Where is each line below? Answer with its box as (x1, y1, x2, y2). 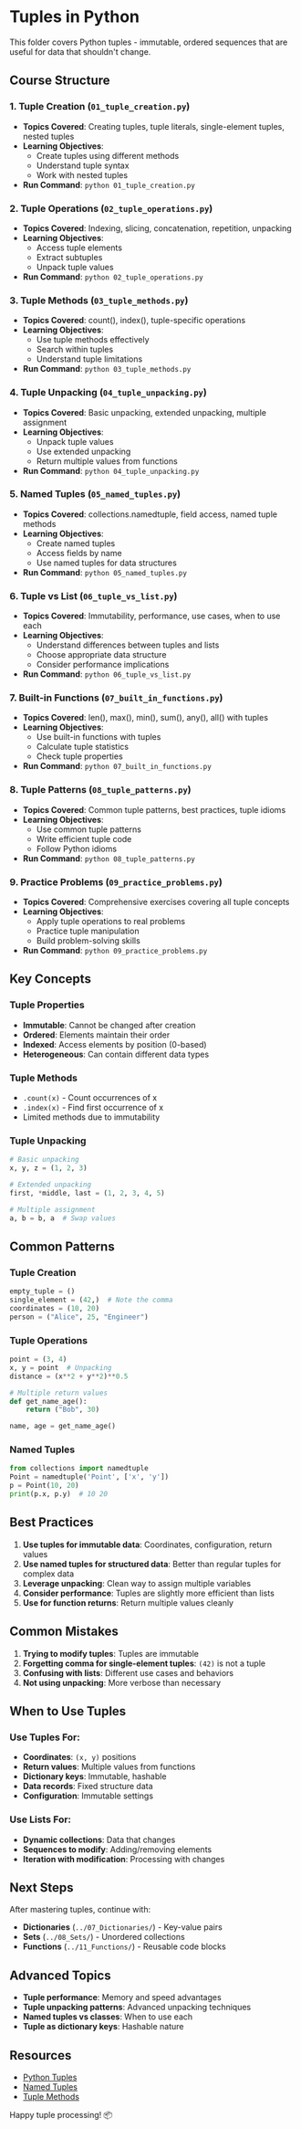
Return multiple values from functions (36, 455, 178, 467)
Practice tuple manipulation (36, 925, 140, 936)
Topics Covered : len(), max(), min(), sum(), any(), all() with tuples (22, 712, 269, 723)
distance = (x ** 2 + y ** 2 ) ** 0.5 (9, 1372, 129, 1381)
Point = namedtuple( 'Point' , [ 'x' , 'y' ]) (9, 1472, 170, 1481)
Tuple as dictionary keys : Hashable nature (22, 2021, 184, 2032)
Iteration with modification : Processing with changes (22, 1853, 225, 1864)
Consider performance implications (36, 659, 170, 670)
